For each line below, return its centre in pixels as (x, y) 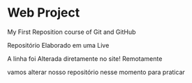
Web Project (44, 13)
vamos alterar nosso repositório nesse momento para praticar (96, 72)
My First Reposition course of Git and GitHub (72, 32)
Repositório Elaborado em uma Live (58, 45)
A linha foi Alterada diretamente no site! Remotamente (85, 58)
